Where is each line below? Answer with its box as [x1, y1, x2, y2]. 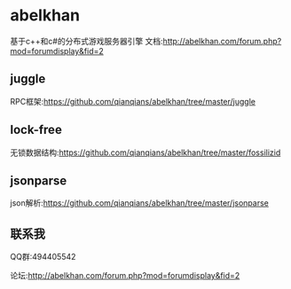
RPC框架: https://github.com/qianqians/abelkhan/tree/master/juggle [10, 96, 256, 106]
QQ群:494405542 [10, 252, 76, 262]
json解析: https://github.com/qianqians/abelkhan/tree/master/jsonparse [10, 198, 269, 208]
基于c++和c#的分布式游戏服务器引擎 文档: [10, 35, 163, 46]
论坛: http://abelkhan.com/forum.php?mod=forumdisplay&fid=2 [10, 270, 240, 281]
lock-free [10, 122, 63, 137]
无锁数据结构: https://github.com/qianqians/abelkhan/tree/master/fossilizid [10, 147, 281, 158]
